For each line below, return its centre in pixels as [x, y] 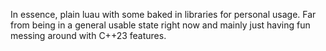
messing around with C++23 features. [88, 35]
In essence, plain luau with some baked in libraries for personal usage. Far [163, 14]
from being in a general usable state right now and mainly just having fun [160, 25]
